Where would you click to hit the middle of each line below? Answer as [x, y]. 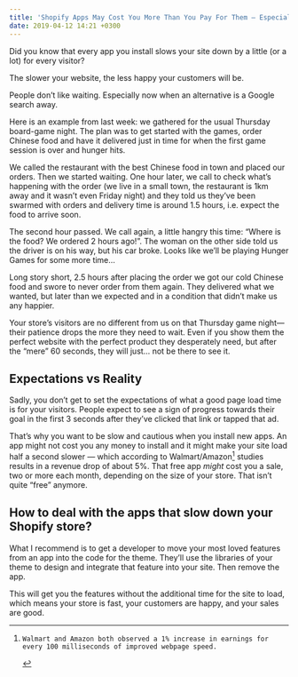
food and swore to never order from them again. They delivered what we [142, 286]
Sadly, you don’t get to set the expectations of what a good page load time [145, 400]
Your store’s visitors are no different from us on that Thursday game [133, 323]
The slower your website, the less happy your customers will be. [127, 77]
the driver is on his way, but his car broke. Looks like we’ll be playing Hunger [149, 251]
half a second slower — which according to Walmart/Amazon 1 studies [137, 456]
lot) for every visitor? [47, 60]
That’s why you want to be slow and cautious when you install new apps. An [148, 436]
